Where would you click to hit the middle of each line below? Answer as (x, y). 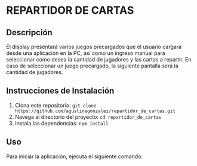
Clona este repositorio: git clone (56, 105)
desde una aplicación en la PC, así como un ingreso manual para (86, 53)
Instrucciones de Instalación (60, 91)
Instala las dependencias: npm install (61, 123)
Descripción (29, 33)
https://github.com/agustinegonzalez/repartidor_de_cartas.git (95, 111)
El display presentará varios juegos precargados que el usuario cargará (94, 47)
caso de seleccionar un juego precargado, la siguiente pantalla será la (93, 66)
